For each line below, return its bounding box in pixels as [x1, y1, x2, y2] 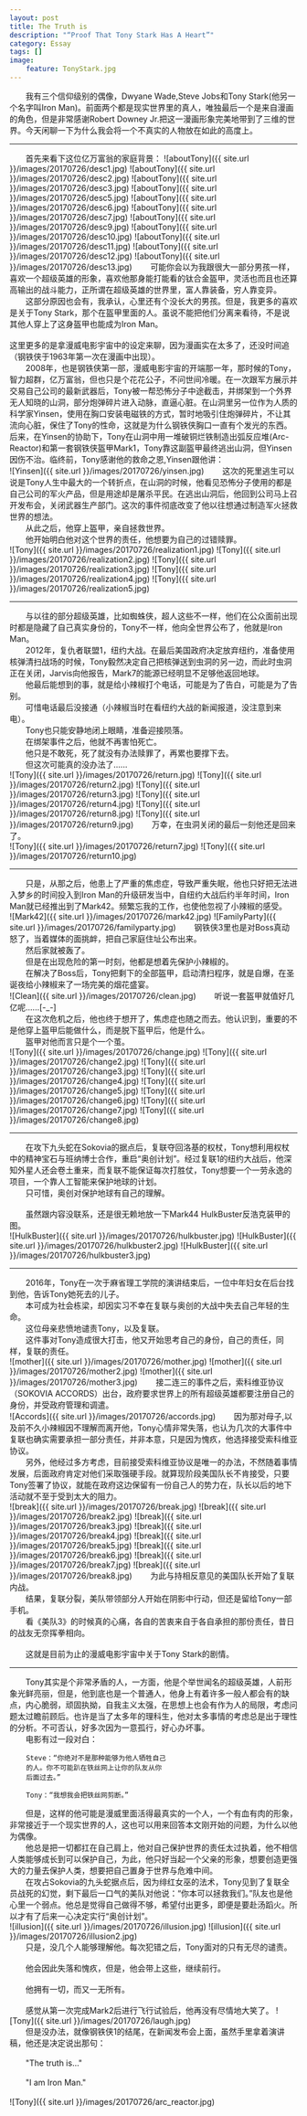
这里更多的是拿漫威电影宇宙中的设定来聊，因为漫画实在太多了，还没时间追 [9, 339, 290, 350]
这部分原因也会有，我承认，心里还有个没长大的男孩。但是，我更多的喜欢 [26, 295, 298, 306]
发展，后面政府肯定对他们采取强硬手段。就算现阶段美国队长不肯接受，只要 [9, 1468, 290, 1479]
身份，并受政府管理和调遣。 [9, 1399, 114, 1410]
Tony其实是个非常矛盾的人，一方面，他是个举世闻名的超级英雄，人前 [26, 1676, 285, 1687]
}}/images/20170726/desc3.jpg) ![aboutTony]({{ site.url [9, 182, 217, 193]
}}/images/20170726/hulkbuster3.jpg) [9, 1249, 151, 1260]
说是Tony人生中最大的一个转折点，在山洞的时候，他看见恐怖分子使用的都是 [9, 476, 292, 487]
